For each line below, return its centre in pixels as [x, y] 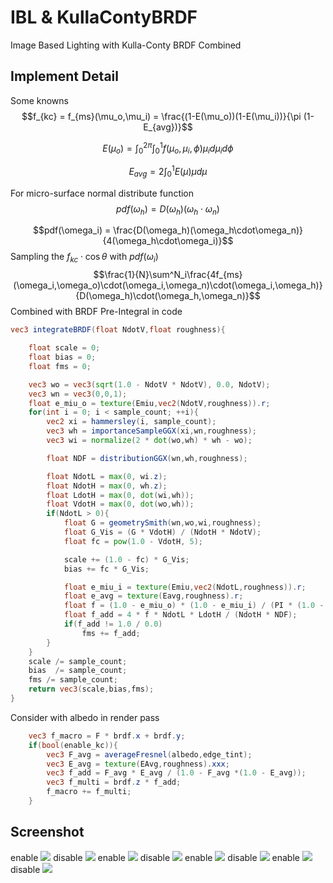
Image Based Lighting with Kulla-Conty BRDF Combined [126, 45]
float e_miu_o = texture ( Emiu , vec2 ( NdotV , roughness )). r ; [149, 403]
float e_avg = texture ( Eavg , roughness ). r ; [153, 596]
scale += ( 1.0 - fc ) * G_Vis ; [126, 559]
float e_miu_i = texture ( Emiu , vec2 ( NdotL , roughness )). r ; [185, 587]
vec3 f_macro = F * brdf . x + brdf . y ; [107, 736]
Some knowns [39, 100]
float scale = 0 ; [64, 348]
